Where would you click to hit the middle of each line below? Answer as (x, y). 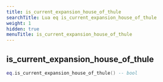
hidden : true (23, 29)
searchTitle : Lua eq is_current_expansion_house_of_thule (81, 18)
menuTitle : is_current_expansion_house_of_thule (69, 35)
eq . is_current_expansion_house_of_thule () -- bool (72, 73)
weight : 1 (19, 23)
